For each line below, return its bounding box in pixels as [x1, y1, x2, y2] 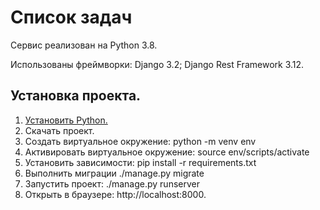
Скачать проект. [24, 124, 95, 136]
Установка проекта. [10, 87, 142, 105]
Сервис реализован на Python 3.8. [10, 39, 158, 51]
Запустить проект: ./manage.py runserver [24, 177, 200, 190]
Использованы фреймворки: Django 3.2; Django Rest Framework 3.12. [10, 58, 305, 70]
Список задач [10, 6, 133, 29]
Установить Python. [24, 114, 108, 126]
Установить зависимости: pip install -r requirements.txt [24, 156, 257, 168]
